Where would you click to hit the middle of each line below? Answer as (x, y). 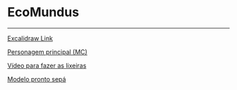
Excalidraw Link (30, 38)
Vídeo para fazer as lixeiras (47, 65)
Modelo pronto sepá (37, 79)
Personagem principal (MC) (48, 52)
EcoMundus (43, 12)
